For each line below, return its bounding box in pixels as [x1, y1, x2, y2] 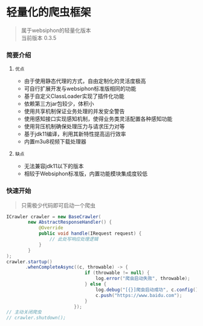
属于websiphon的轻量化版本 [21, 27, 92, 34]
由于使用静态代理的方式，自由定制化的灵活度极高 [24, 77, 146, 85]
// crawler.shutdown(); [6, 315, 66, 321]
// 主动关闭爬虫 [6, 309, 42, 315]
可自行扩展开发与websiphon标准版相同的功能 [24, 85, 137, 93]
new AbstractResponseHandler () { [28, 219, 112, 226]
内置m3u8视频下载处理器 [24, 138, 86, 145]
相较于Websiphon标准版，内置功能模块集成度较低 [24, 170, 148, 177]
